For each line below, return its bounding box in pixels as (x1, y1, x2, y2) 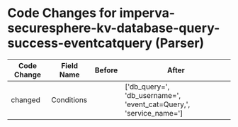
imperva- (119, 5, 176, 21)
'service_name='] (125, 108, 183, 118)
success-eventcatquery (7, 35, 153, 51)
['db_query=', (125, 82, 170, 92)
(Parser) (154, 35, 205, 51)
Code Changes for (7, 5, 117, 21)
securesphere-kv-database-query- (7, 20, 220, 36)
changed (11, 94, 40, 104)
